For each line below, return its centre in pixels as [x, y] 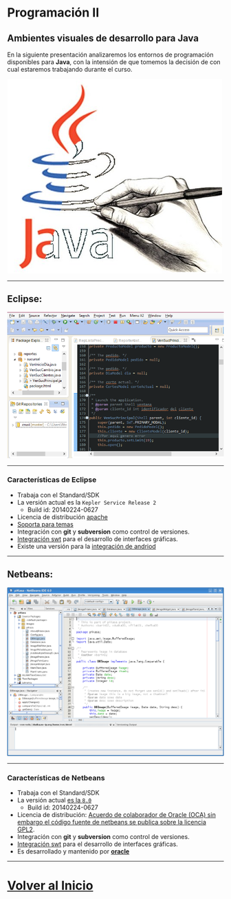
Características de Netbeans [56, 778]
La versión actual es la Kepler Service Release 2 [87, 502]
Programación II [53, 13]
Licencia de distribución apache [62, 517]
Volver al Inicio [50, 886]
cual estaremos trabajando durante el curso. [70, 69]
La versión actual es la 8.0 [54, 800]
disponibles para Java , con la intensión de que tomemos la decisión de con [114, 62]
